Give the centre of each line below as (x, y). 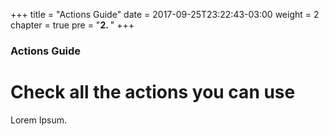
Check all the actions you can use (153, 92)
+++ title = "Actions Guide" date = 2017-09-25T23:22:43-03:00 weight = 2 (165, 14)
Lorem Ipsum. (39, 120)
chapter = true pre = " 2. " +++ (72, 25)
